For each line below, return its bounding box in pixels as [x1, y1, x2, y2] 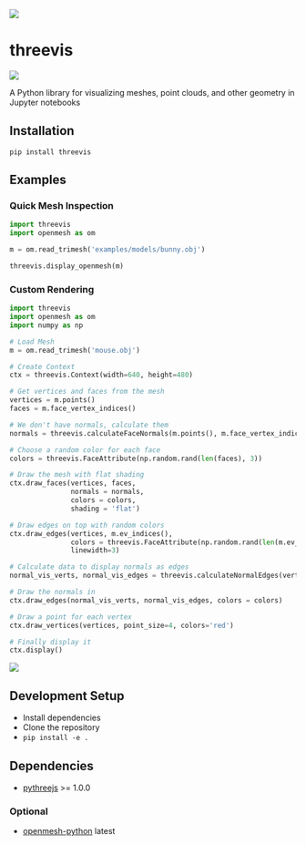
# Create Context [9, 362, 76, 371]
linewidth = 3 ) [70, 546, 120, 555]
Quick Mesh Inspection [9, 200, 114, 212]
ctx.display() [9, 645, 64, 655]
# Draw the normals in [9, 588, 96, 597]
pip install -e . [22, 734, 89, 743]
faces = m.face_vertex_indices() [9, 404, 137, 414]
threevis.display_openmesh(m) [9, 262, 125, 271]
